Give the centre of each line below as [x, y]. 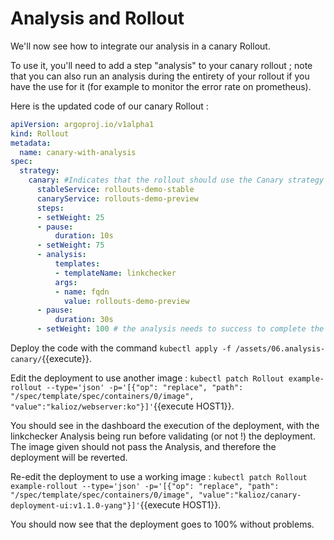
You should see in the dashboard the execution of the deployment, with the [165, 426]
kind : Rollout [40, 133]
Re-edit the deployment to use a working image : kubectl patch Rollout [159, 477]
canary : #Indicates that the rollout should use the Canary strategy [176, 180]
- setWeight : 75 [70, 245]
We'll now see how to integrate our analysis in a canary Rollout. [140, 46]
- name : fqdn [82, 292]
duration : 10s [84, 236]
